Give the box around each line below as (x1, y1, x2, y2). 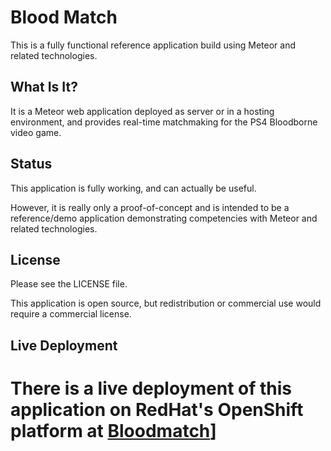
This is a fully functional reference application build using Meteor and (10, 39, 296, 51)
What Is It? (10, 79, 78, 96)
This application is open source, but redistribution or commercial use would (10, 297, 322, 310)
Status (10, 156, 53, 173)
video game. (10, 126, 62, 138)
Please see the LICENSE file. (10, 278, 128, 290)
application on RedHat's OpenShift (10, 398, 304, 421)
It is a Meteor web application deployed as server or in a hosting (10, 105, 275, 117)
